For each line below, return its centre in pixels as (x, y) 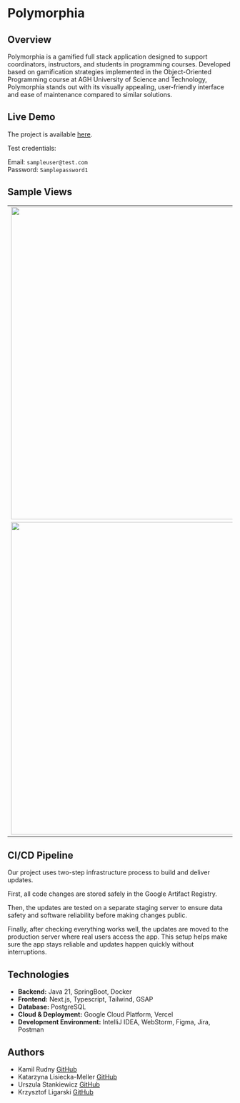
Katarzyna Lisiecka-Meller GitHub (67, 1077)
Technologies (39, 974)
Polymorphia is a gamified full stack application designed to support (107, 56)
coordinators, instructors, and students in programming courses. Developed (119, 64)
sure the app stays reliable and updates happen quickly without (101, 944)
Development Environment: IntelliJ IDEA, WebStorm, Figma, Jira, (114, 1022)
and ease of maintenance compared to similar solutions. (90, 95)
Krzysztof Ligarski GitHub (56, 1092)
